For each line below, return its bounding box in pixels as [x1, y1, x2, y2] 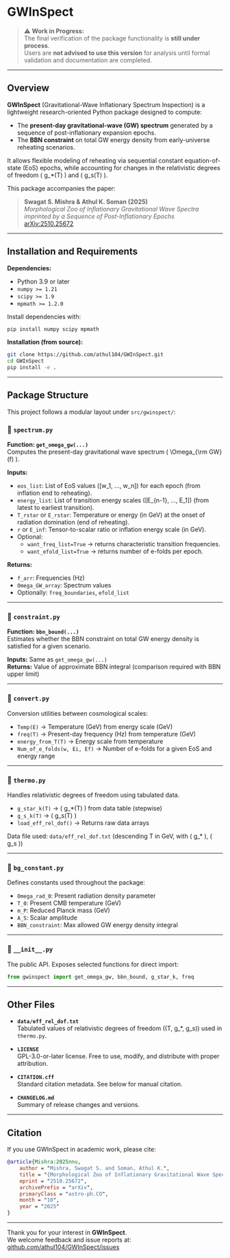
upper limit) [7, 670, 40, 678]
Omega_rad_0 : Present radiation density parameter [16, 892, 156, 900]
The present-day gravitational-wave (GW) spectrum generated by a [16, 121, 214, 129]
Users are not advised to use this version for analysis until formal [23, 49, 210, 57]
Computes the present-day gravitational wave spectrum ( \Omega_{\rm [7, 447, 207, 456]
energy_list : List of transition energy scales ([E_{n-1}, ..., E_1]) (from [16, 496, 209, 504]
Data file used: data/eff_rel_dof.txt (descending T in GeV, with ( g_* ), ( [7, 832, 212, 841]
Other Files [7, 999, 55, 1010]
